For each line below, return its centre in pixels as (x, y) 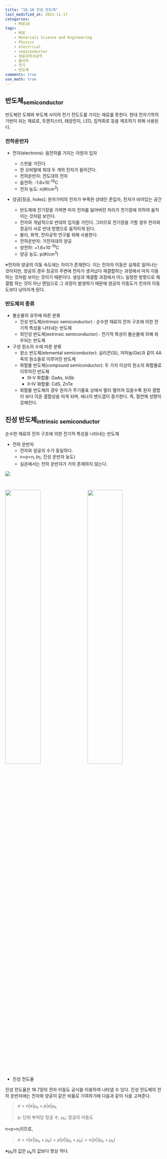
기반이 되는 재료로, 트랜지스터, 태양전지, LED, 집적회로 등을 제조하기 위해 (75, 121)
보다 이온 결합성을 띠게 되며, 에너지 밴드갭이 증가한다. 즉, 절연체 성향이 (93, 396)
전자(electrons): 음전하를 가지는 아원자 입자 (55, 153)
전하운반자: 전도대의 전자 (44, 176)
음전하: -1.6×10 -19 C (39, 182)
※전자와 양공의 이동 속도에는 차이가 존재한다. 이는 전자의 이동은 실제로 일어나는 (82, 264)
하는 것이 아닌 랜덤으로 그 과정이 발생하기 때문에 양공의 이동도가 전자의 (83, 283)
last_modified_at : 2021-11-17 (37, 14)
